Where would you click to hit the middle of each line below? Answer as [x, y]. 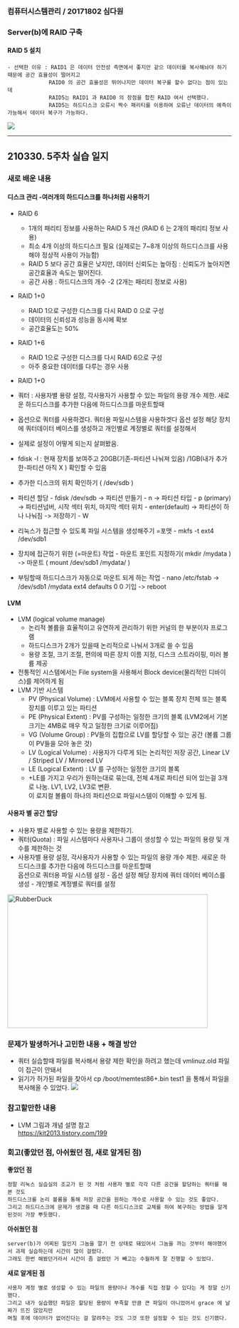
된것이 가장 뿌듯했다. [34, 1215]
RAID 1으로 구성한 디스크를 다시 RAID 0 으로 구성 [96, 310]
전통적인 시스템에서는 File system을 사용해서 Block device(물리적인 [112, 672]
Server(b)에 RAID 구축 [45, 32]
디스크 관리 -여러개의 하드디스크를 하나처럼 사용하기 [79, 197]
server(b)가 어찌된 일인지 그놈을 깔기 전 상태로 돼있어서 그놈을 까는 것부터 [106, 1243]
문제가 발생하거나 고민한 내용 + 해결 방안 [72, 1044]
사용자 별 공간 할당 [33, 813]
